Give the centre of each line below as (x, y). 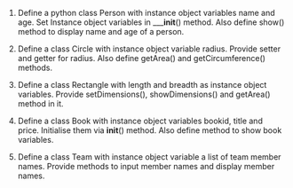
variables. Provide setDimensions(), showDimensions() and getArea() (144, 94)
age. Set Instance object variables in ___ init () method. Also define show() (151, 22)
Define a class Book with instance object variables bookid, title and (140, 121)
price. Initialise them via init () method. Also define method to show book (150, 130)
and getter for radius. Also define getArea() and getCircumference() (142, 58)
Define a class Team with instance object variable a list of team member (149, 157)
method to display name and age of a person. (101, 31)
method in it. (40, 104)
